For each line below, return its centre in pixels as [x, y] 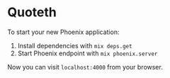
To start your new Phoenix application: [63, 32]
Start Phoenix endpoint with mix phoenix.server [87, 53]
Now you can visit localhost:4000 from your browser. [85, 67]
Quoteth [32, 12]
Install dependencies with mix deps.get [75, 45]
